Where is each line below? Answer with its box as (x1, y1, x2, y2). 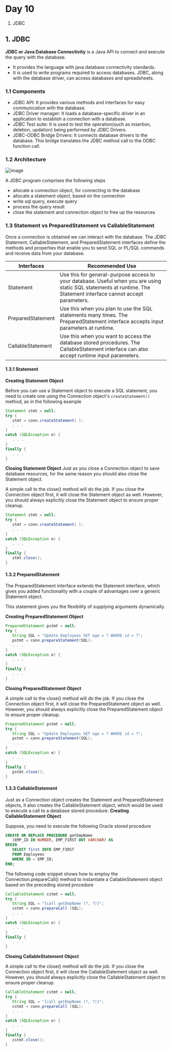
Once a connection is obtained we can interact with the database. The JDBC (5, 234, 167, 240)
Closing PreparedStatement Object (5, 685, 81, 691)
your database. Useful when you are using (59, 277, 161, 284)
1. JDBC (5, 35, 31, 44)
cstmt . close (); (12, 1037, 45, 1042)
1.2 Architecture (5, 156, 46, 163)
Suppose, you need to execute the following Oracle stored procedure (5, 823, 151, 829)
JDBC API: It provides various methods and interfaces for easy (12, 100, 145, 106)
